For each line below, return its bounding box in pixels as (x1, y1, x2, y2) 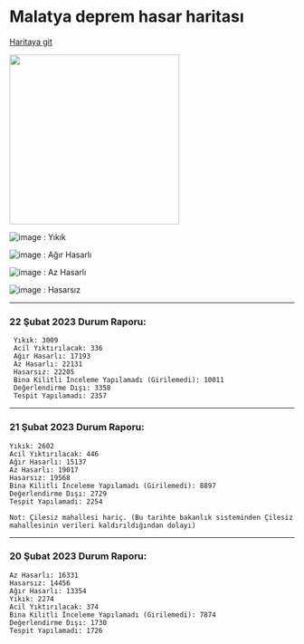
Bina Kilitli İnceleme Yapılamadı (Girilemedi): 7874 (9, 610, 217, 620)
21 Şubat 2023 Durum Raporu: (9, 421, 145, 434)
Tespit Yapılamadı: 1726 (9, 626, 103, 635)
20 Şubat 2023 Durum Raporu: (9, 550, 147, 562)
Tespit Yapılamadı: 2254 (9, 496, 103, 506)
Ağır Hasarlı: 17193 (13, 351, 91, 361)
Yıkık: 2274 (9, 594, 54, 603)
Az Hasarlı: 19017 (9, 465, 79, 475)
